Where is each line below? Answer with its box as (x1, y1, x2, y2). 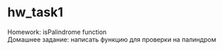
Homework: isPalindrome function (7, 28, 107, 36)
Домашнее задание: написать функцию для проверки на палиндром (7, 35, 217, 43)
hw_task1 (7, 4, 64, 21)
